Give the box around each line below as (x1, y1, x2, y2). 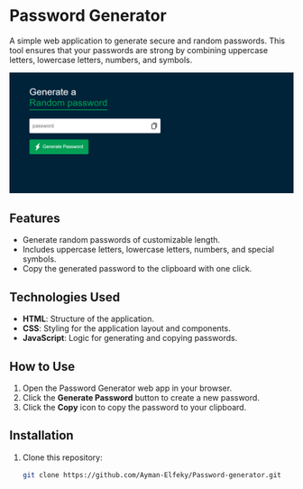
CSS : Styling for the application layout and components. (22, 323, 232, 334)
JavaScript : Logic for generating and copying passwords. (22, 333, 238, 344)
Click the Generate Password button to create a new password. (22, 392, 260, 402)
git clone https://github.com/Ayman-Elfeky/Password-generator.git (22, 470, 281, 479)
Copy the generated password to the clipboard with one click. (22, 263, 252, 274)
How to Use (9, 358, 76, 374)
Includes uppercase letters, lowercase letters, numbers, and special (22, 244, 275, 255)
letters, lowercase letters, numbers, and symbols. (9, 54, 193, 65)
